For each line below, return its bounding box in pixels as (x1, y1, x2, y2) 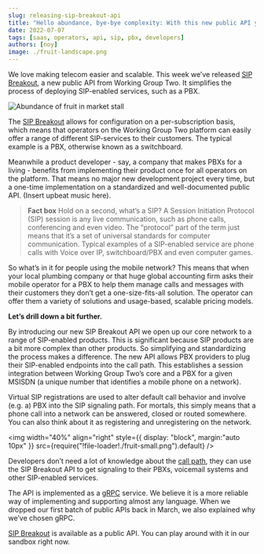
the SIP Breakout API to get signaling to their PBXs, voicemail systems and (8, 465, 249, 474)
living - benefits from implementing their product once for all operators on (8, 166, 247, 175)
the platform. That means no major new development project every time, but (8, 174, 255, 183)
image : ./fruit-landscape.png (8, 48, 108, 56)
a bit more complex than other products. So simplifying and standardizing (8, 344, 246, 353)
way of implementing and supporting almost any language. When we (8, 497, 231, 506)
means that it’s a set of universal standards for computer (27, 231, 211, 240)
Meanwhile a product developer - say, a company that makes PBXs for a (8, 157, 242, 166)
